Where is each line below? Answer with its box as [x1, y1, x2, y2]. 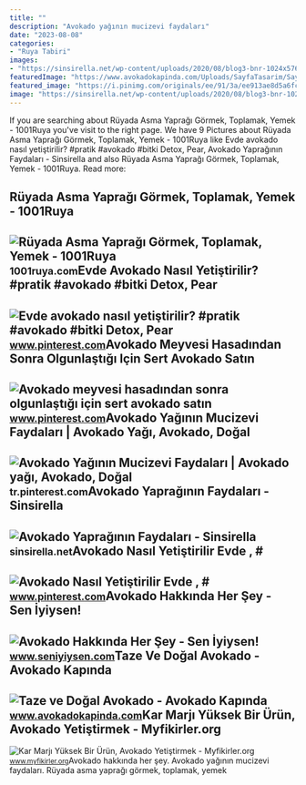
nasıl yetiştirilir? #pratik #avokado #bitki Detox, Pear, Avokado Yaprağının [9, 143, 283, 155]
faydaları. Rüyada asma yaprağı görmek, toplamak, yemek [9, 765, 228, 776]
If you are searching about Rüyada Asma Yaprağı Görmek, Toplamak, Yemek [9, 115, 296, 126]
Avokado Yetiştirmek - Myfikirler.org [9, 721, 221, 738]
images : [9, 56, 39, 65]
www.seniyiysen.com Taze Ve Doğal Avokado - [9, 647, 260, 663]
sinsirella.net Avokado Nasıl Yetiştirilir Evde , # [9, 543, 264, 558]
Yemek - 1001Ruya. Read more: [9, 163, 127, 174]
